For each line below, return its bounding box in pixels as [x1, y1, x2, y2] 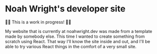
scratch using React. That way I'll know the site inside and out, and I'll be [5, 38, 150, 44]
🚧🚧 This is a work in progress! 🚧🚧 [5, 19, 72, 25]
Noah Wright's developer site [5, 3, 126, 14]
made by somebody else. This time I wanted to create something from [5, 33, 145, 39]
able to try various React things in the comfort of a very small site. [5, 43, 137, 49]
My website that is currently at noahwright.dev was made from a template [5, 28, 153, 34]
